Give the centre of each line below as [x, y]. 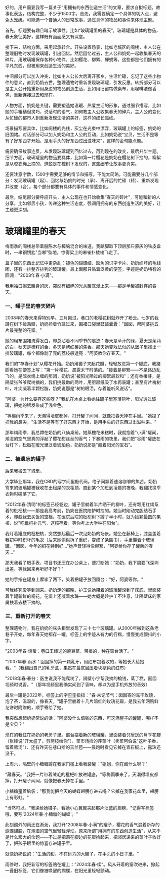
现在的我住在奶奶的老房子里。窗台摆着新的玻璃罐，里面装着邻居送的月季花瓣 [83, 735]
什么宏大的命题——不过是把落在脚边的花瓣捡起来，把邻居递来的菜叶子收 [83, 837]
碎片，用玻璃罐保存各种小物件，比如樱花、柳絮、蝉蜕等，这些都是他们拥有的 [83, 60]
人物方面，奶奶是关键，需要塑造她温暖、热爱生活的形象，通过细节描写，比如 [83, 105]
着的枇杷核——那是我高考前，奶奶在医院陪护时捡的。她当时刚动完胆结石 [79, 510]
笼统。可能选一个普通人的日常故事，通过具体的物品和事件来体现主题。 [85, 20]
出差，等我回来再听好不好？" [34, 568]
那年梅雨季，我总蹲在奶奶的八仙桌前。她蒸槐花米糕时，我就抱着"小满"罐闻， [83, 433]
